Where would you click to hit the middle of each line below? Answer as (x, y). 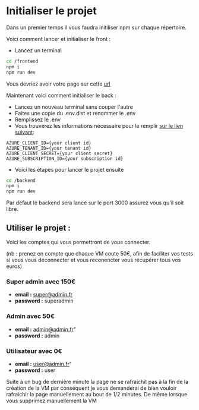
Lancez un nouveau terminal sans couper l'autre (74, 107)
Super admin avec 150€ (41, 282)
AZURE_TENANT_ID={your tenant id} (49, 148)
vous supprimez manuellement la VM (51, 400)
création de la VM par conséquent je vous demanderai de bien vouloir (91, 388)
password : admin (37, 335)
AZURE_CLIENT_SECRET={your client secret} (59, 153)
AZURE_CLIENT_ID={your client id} (49, 143)
